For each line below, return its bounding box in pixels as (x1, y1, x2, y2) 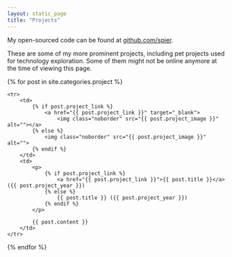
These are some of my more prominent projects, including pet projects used (7, 49, 225, 58)
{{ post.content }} (32, 218, 89, 226)
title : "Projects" (7, 17, 60, 24)
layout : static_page (7, 10, 67, 17)
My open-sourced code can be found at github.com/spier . (7, 35, 174, 44)
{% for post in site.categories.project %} (7, 77, 123, 85)
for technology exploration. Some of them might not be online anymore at (7, 56, 217, 65)
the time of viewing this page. (7, 64, 92, 72)
